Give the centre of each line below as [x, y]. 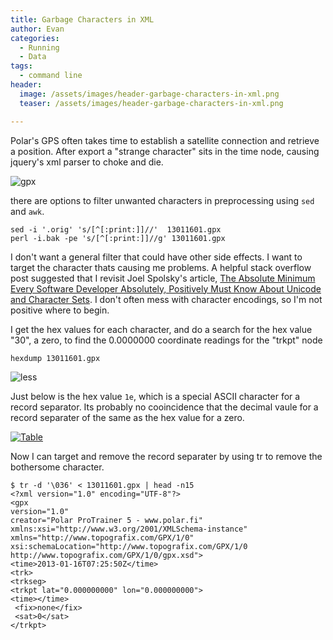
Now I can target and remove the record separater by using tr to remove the [166, 456]
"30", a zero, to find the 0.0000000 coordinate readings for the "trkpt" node [166, 340]
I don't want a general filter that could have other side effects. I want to [156, 257]
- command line [51, 76]
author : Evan [37, 29]
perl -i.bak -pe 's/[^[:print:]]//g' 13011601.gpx [118, 238]
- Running [39, 47]
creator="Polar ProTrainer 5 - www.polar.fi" [106, 520]
